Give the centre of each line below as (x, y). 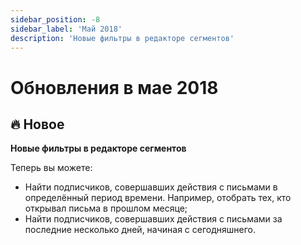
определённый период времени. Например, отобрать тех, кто (158, 198)
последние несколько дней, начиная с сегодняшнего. (140, 230)
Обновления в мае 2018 (114, 87)
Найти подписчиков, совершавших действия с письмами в (151, 187)
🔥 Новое (37, 124)
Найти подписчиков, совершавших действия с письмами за (153, 219)
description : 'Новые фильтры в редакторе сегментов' (122, 38)
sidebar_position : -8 (55, 19)
